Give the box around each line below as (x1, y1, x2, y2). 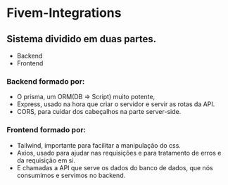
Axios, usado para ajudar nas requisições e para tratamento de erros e (16, 148, 222, 157)
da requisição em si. (16, 156, 75, 165)
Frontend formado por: (6, 125, 86, 135)
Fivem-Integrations (6, 5, 122, 21)
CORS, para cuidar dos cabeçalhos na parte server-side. (16, 108, 182, 116)
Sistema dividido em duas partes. (6, 33, 157, 45)
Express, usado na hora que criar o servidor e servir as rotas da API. (16, 100, 215, 108)
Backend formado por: (6, 76, 85, 86)
